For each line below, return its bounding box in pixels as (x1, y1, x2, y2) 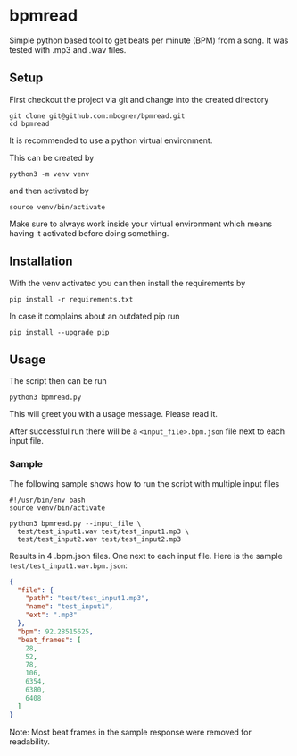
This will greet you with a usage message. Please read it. (9, 409, 219, 420)
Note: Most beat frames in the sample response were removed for (9, 726, 252, 737)
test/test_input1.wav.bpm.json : (9, 560, 128, 571)
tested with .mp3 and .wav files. (9, 44, 127, 55)
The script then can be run (9, 376, 107, 386)
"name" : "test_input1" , (25, 602, 114, 611)
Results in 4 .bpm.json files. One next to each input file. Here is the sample (9, 550, 283, 561)
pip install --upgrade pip (9, 327, 110, 336)
